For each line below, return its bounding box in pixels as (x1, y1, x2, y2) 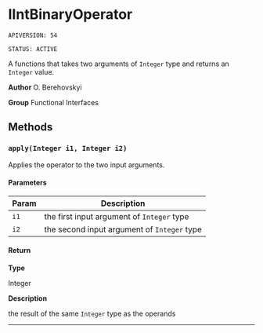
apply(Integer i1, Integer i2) (8, 144, 128, 153)
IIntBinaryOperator (8, 5, 133, 24)
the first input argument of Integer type (44, 210, 189, 221)
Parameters (8, 178, 47, 188)
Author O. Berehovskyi (8, 82, 82, 92)
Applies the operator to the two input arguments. (8, 159, 165, 170)
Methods (8, 120, 53, 134)
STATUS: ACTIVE (8, 45, 58, 53)
